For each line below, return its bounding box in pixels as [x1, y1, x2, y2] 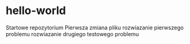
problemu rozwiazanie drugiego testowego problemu [5, 30, 139, 37]
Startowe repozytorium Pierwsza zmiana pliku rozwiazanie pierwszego [5, 24, 184, 31]
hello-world [5, 4, 67, 18]
